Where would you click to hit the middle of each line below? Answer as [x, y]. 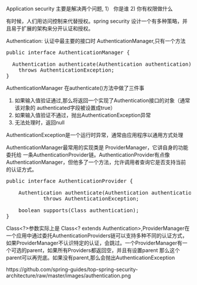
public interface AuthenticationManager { [68, 53]
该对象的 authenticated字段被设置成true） [65, 108]
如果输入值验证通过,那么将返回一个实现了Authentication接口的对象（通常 [102, 100]
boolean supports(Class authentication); [79, 210]
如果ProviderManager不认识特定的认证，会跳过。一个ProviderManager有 [94, 243]
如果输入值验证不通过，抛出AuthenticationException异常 [83, 115]
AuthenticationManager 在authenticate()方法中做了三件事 [75, 88]
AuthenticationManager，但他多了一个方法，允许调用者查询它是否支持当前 [96, 162]
